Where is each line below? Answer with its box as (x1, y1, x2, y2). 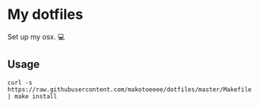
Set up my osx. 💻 (7, 31, 66, 41)
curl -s (7, 79, 33, 87)
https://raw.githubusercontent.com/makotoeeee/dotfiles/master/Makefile (7, 85, 252, 94)
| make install (7, 92, 58, 100)
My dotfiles (7, 6, 84, 24)
